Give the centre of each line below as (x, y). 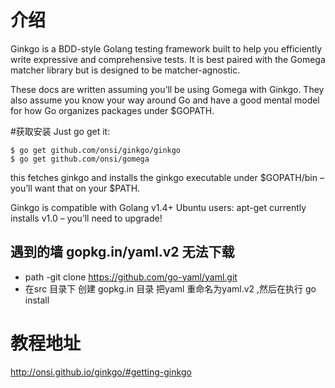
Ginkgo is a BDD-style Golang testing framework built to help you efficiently (166, 48)
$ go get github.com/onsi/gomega (80, 159)
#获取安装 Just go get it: (60, 131)
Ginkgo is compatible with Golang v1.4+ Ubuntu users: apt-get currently (158, 207)
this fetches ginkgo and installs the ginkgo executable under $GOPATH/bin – (167, 177)
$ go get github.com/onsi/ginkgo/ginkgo (96, 150)
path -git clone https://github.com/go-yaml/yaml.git (131, 277)
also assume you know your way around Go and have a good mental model (165, 100)
